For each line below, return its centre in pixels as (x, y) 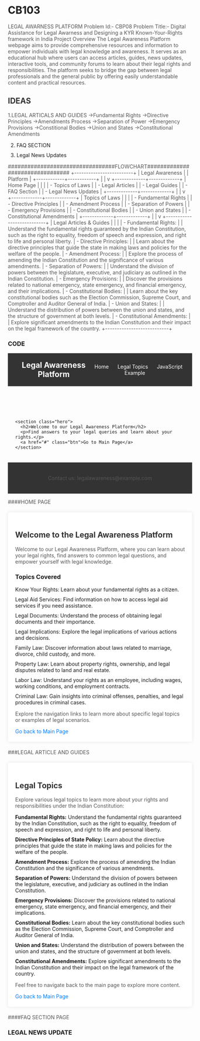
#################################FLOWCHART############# (99, 166)
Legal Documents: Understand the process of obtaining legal (89, 616)
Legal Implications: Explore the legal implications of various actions (96, 632)
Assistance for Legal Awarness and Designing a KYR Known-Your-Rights (95, 32)
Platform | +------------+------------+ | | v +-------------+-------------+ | (97, 179)
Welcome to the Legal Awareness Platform (94, 535)
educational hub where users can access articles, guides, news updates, (96, 57)
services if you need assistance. (54, 606)
